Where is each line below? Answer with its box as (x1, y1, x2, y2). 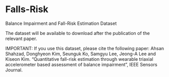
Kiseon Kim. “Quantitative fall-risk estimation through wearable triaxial (5, 56, 154, 62)
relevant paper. (5, 35, 37, 42)
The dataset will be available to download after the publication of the (5, 30, 150, 36)
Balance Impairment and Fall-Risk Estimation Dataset (5, 20, 117, 26)
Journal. (5, 67, 23, 73)
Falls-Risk (5, 4, 49, 15)
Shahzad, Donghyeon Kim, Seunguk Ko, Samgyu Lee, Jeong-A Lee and (5, 51, 156, 57)
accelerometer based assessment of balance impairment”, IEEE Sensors (5, 61, 158, 67)
